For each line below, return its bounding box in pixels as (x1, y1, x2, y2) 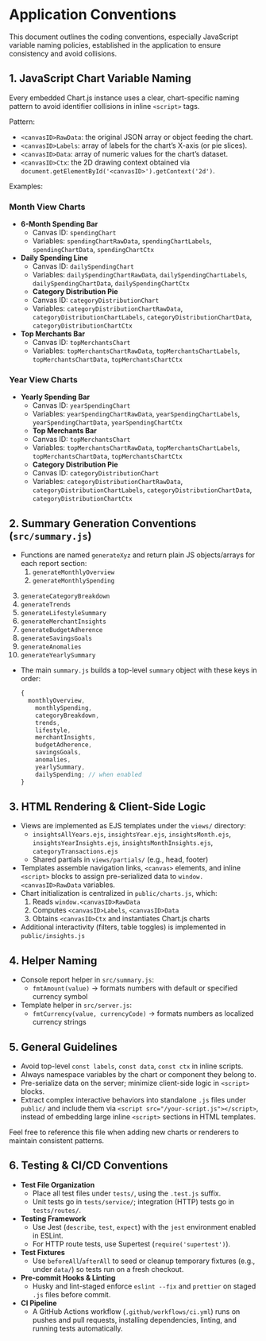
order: (20, 674, 41, 684)
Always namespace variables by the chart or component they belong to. (20, 1069, 256, 1079)
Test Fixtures (20, 1247, 66, 1257)
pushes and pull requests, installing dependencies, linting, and (32, 1315, 237, 1324)
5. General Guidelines (9, 1040, 118, 1054)
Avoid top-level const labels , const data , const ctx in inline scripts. (20, 1061, 244, 1071)
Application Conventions (9, 6, 177, 24)
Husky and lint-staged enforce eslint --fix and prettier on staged (32, 1281, 256, 1291)
